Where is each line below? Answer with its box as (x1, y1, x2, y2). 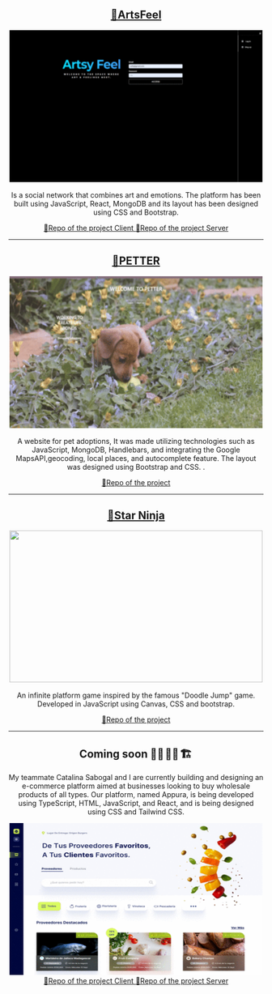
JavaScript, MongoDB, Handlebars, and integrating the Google (32, 445, 240, 454)
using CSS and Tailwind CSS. (87, 807, 185, 817)
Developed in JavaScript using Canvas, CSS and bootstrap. (37, 699, 235, 709)
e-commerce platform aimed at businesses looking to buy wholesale (21, 781, 251, 791)
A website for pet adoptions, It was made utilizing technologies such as (17, 436, 255, 446)
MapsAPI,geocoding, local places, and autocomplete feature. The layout (15, 453, 257, 463)
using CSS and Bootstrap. (92, 207, 180, 217)
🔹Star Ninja (107, 509, 165, 523)
